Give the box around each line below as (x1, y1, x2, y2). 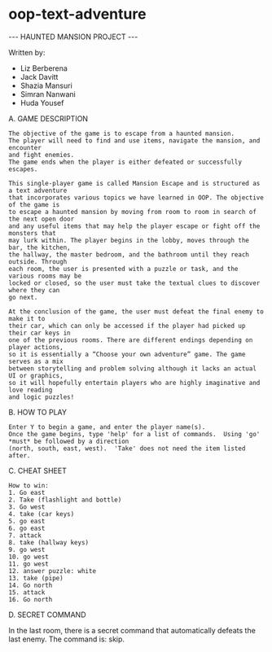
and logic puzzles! (8, 392, 75, 401)
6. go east (8, 524, 46, 532)
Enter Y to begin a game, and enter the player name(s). (8, 422, 206, 431)
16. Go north (8, 595, 53, 603)
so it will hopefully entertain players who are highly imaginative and (8, 379, 261, 387)
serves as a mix (8, 357, 64, 365)
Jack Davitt (20, 72, 59, 81)
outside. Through (8, 257, 68, 265)
